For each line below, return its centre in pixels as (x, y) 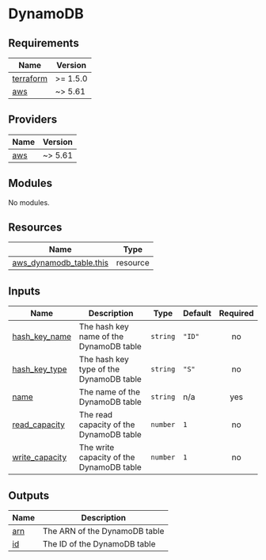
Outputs (29, 495)
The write (97, 448)
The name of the (110, 392)
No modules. (29, 202)
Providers (33, 120)
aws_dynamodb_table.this (61, 263)
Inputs (25, 291)
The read (96, 415)
